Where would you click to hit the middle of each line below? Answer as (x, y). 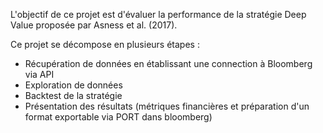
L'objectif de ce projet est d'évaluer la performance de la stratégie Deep (158, 14)
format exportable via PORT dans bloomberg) (118, 117)
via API (39, 74)
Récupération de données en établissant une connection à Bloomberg (168, 63)
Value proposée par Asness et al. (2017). (94, 25)
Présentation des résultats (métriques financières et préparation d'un (167, 106)
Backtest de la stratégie (73, 95)
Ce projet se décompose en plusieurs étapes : (105, 44)
